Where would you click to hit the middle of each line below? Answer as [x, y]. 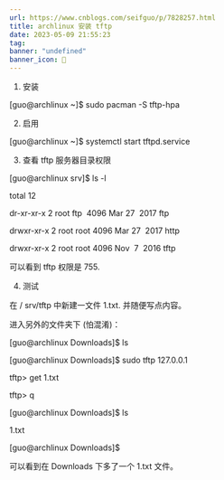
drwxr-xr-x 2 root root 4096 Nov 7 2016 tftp [93, 248]
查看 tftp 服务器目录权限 [66, 160]
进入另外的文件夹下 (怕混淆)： [65, 325]
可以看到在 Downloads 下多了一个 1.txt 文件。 [94, 466]
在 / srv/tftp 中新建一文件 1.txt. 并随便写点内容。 [98, 305]
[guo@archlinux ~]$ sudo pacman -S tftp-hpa [95, 104]
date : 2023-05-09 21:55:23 [60, 34]
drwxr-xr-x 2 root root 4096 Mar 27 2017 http [95, 231]
